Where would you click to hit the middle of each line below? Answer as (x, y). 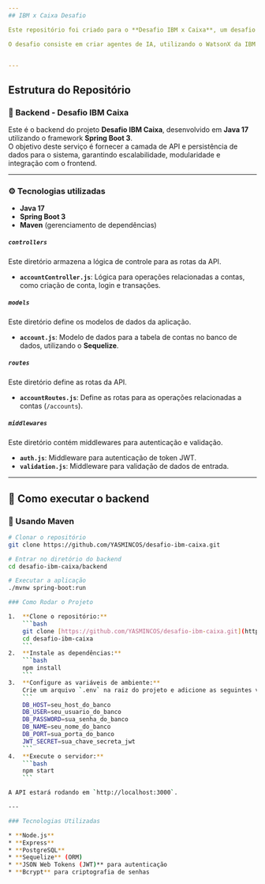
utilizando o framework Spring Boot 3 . (70, 138)
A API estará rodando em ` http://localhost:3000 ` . (93, 793)
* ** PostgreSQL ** (37, 850)
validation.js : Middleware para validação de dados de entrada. (124, 467)
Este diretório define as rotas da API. (68, 382)
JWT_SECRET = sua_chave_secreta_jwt (79, 741)
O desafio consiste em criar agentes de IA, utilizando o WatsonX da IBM (132, 44)
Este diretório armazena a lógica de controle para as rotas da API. (115, 262)
